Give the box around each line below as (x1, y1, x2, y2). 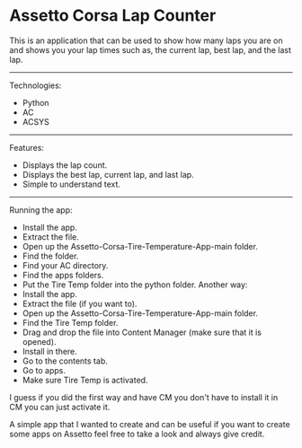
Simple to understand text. (22, 179, 121, 189)
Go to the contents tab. (22, 356, 108, 366)
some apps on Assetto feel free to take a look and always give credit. (9, 428, 265, 439)
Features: (9, 142, 45, 153)
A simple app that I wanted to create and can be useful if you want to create (9, 418, 290, 429)
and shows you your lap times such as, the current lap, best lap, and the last (9, 44, 292, 55)
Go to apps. (22, 365, 66, 375)
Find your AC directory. (22, 259, 109, 270)
